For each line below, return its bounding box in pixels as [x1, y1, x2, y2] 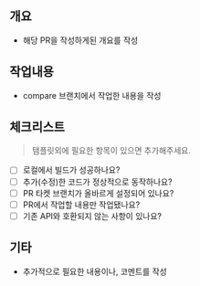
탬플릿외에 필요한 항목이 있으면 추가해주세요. [31, 145, 192, 156]
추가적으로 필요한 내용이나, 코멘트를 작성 [22, 266, 167, 277]
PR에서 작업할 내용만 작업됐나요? [22, 199, 141, 210]
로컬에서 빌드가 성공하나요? [22, 164, 121, 175]
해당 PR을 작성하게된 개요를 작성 [22, 35, 139, 46]
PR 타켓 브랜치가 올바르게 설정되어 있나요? [22, 187, 174, 198]
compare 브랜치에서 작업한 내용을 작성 [22, 90, 162, 101]
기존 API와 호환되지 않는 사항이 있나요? [22, 210, 163, 221]
